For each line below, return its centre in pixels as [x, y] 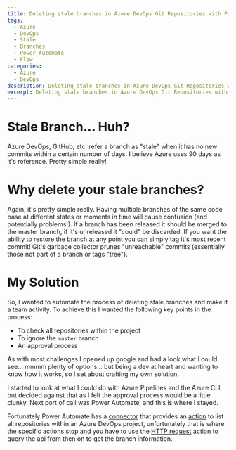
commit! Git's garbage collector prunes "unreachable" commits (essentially [116, 246]
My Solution [43, 283]
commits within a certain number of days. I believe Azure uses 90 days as [114, 154]
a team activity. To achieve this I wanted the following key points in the [109, 309]
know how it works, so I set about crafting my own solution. [93, 374]
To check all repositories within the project [79, 330]
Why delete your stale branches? [106, 190]
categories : [25, 66]
